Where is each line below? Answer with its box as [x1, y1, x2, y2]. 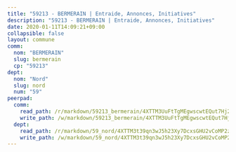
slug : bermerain [13, 56, 61, 63]
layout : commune [7, 36, 55, 43]
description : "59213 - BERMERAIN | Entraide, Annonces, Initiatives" [7, 17, 216, 24]
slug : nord [13, 82, 46, 89]
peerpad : [7, 95, 33, 102]
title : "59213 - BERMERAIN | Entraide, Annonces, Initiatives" [7, 10, 197, 18]
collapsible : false [7, 29, 65, 37]
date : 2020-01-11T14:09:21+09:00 [7, 23, 105, 30]
